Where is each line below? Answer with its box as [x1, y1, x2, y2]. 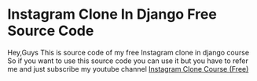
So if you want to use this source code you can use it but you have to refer [7, 56, 248, 65]
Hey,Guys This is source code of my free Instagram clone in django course [7, 48, 249, 57]
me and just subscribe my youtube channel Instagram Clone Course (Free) [7, 64, 249, 73]
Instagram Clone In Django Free [7, 5, 217, 23]
